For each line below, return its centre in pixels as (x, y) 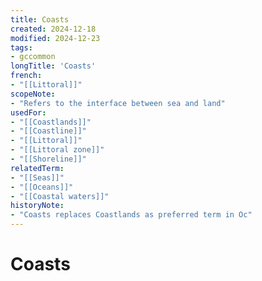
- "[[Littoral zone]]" (57, 150)
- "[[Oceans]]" (42, 187)
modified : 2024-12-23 (55, 38)
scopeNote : (33, 94)
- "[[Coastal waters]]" (60, 196)
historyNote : (37, 206)
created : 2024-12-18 (53, 29)
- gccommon (33, 57)
